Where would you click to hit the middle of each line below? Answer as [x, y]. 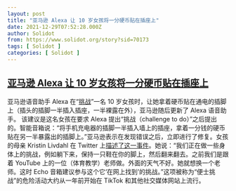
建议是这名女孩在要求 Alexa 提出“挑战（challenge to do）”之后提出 [122, 119]
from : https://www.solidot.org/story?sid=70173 [78, 40]
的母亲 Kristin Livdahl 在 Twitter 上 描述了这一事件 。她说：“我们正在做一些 [113, 145]
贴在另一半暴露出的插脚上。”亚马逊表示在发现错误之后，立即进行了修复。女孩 [118, 136]
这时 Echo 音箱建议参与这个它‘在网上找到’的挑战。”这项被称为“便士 [114, 171]
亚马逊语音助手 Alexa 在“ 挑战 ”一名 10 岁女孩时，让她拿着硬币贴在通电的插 [114, 101]
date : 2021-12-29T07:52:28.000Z [54, 27]
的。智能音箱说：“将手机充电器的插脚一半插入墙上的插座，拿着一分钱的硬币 [117, 128]
